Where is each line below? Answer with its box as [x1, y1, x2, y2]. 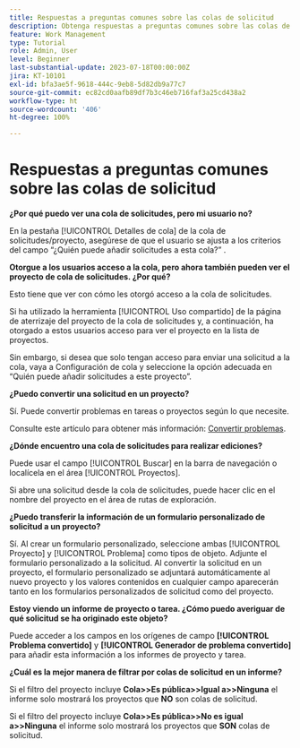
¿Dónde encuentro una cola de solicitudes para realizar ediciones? [9, 441, 262, 451]
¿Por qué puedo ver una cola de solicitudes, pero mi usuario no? [9, 208, 253, 219]
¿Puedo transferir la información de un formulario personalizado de [9, 512, 266, 522]
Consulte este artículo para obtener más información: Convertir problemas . [9, 423, 287, 434]
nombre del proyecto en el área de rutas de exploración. [9, 494, 217, 505]
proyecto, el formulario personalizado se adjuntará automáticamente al [9, 567, 270, 578]
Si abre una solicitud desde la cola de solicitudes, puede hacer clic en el [9, 485, 276, 495]
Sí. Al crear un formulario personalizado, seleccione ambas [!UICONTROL [9, 538, 280, 549]
